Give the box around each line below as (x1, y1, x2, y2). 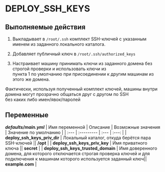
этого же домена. (12, 77, 50, 82)
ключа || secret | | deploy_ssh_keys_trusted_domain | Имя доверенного (5, 145, 158, 151)
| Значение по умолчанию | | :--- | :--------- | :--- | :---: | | (5, 129, 127, 135)
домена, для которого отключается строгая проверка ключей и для (5, 150, 150, 157)
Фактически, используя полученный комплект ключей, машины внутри (5, 86, 158, 92)
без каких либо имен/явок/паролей (5, 96, 81, 102)
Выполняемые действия (5, 23, 86, 31)
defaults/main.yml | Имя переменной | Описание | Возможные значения (5, 124, 161, 130)
